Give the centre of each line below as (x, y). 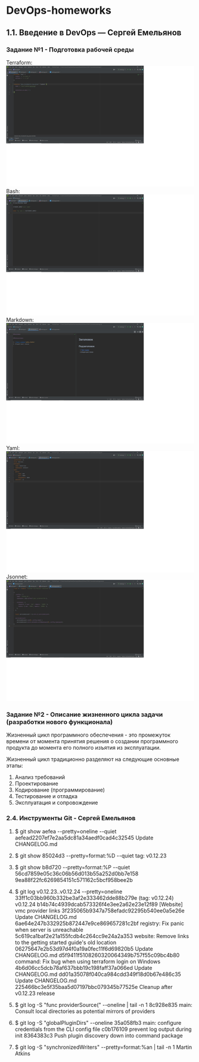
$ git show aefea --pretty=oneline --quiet (66, 831)
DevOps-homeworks (59, 10)
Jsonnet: (17, 577)
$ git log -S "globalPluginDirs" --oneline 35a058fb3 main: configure (98, 1023)
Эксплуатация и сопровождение (56, 803)
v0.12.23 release (35, 993)
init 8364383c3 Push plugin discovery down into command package (99, 1035)
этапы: (15, 766)
